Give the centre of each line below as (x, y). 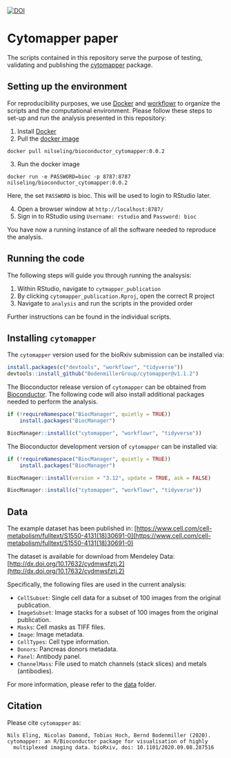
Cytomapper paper (63, 39)
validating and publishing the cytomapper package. (80, 65)
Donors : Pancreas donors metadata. (68, 649)
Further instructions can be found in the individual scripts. (89, 317)
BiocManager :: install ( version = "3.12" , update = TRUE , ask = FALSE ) (109, 478)
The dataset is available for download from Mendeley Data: (91, 557)
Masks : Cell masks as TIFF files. (61, 627)
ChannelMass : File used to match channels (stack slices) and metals (112, 664)
